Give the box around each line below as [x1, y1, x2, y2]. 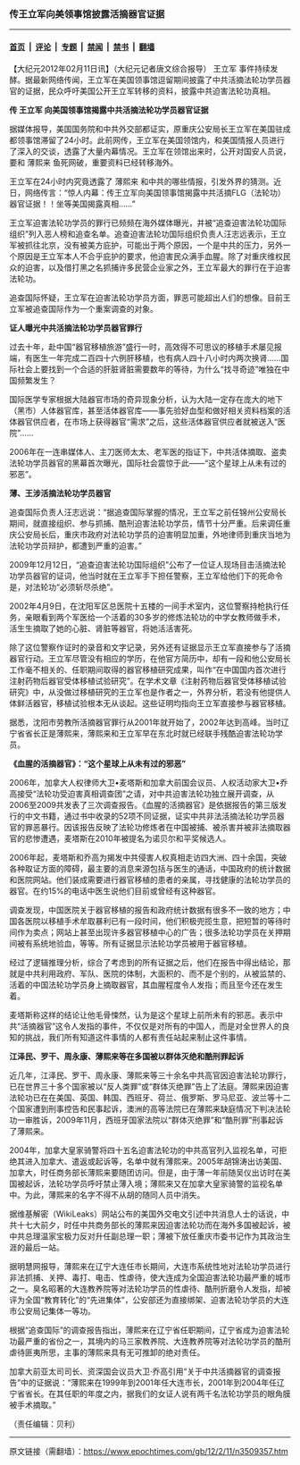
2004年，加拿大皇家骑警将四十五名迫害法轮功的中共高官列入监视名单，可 [9, 1144, 279, 1155]
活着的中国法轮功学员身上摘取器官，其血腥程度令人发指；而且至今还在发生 [9, 979, 283, 989]
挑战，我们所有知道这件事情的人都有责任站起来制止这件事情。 [24, 1031, 252, 1042]
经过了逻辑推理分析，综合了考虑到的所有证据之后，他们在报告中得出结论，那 [9, 956, 291, 967]
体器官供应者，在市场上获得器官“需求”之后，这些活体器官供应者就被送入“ [9, 416, 279, 426]
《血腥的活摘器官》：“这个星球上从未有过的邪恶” [9, 758, 187, 769]
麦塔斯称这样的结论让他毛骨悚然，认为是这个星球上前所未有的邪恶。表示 [9, 1009, 275, 1020]
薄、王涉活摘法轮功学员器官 [9, 487, 112, 498]
